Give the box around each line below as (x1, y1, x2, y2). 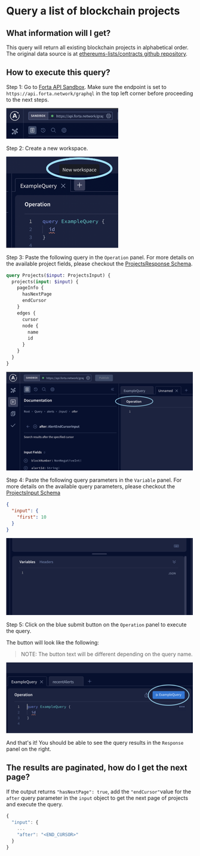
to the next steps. (6, 96, 50, 103)
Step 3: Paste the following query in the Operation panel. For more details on (6, 253, 194, 261)
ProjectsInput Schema (6, 489, 61, 497)
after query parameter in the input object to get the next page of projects (6, 794, 189, 802)
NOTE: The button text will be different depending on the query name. (20, 650, 193, 658)
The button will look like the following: (6, 639, 100, 646)
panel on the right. (6, 745, 52, 753)
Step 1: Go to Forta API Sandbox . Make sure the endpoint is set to (6, 83, 167, 90)
